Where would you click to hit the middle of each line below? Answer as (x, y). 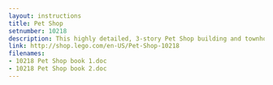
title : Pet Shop (36, 23)
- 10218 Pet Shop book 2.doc (58, 69)
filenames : (27, 53)
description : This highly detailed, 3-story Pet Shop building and (125, 38)
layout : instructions (45, 16)
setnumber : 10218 (38, 31)
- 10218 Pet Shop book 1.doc (58, 62)
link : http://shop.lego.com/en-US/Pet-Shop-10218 (94, 46)
